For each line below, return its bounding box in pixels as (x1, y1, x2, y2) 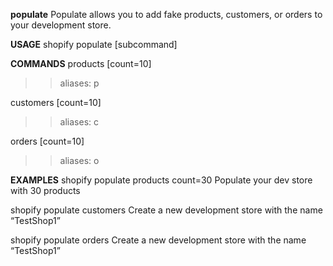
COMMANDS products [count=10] (10, 58, 152, 69)
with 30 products (10, 185, 81, 196)
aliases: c (59, 116, 100, 128)
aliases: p (59, 77, 100, 89)
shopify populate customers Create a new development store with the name (10, 204, 323, 216)
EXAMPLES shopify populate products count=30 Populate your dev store (10, 174, 313, 186)
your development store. (10, 19, 112, 31)
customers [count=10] (10, 97, 102, 108)
